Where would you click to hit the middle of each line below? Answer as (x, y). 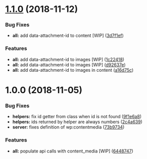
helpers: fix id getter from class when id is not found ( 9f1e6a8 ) (77, 117)
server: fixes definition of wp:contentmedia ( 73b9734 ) (68, 127)
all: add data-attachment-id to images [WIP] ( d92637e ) (69, 65)
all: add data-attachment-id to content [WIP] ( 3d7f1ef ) (68, 35)
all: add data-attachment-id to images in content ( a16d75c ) (73, 70)
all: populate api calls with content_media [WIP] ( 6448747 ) (73, 151)
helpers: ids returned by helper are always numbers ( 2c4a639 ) (77, 122)
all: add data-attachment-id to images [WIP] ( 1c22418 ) (68, 59)
